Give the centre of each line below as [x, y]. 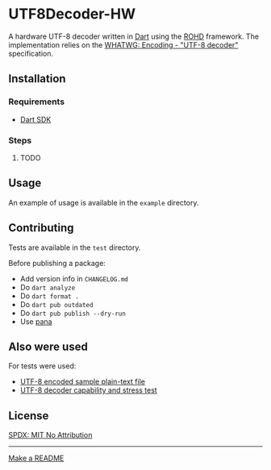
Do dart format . [49, 296]
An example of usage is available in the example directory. [104, 202]
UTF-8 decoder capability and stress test [88, 390]
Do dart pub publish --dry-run [73, 313]
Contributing [41, 228]
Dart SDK [35, 119]
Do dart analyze [48, 287]
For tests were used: [42, 366]
